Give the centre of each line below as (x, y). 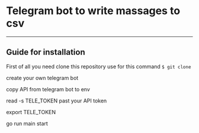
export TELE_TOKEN (31, 112)
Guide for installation (46, 52)
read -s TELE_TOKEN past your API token (57, 101)
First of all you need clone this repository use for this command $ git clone (99, 66)
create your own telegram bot (42, 78)
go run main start (27, 123)
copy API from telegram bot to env (48, 89)
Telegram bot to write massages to (93, 11)
